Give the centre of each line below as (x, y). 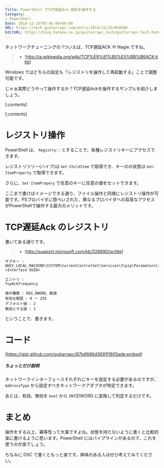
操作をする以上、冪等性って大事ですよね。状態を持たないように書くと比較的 (82, 432)
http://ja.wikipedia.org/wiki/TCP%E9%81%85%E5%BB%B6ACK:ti (92, 57)
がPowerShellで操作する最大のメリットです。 (51, 205)
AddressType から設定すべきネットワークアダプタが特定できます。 (71, 385)
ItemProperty (18, 173)
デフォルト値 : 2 (20, 304)
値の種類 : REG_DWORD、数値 (31, 293)
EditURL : (14, 32)
